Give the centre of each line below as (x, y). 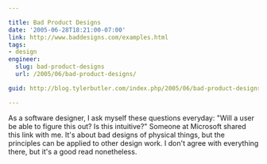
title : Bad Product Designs (55, 22)
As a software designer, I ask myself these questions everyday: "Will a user (131, 118)
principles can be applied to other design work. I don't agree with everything (133, 143)
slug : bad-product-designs (60, 67)
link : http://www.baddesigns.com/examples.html (89, 37)
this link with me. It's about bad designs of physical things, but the (116, 135)
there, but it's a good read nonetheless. (73, 151)
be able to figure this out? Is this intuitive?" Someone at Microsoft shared (127, 126)
